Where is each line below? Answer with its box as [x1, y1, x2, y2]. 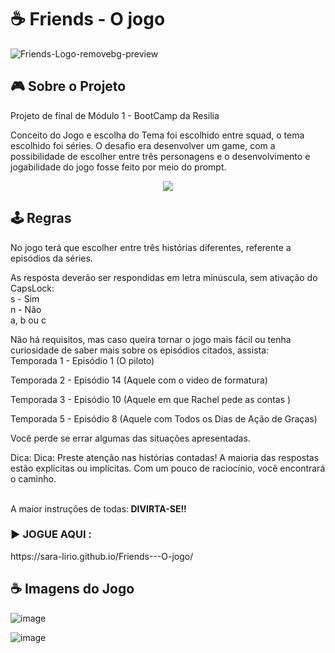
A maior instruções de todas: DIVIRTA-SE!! [10, 502, 187, 515]
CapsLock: [10, 282, 55, 294]
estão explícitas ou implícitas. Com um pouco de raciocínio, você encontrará [10, 462, 326, 474]
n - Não [10, 303, 42, 315]
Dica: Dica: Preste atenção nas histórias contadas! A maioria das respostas [10, 451, 320, 463]
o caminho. [10, 472, 57, 485]
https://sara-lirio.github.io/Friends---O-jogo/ [10, 550, 194, 562]
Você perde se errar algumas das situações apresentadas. [10, 432, 251, 444]
